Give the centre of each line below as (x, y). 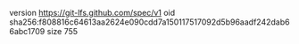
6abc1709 (27, 31)
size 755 (62, 31)
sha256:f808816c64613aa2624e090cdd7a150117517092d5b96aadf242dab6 (149, 22)
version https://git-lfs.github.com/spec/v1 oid (92, 13)
